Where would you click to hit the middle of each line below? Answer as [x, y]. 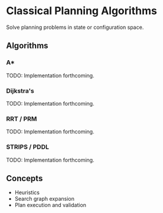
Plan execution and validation [50, 205]
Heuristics [27, 192]
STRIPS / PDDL [27, 147]
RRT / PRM [22, 119]
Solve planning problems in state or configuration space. [75, 27]
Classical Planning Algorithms [82, 11]
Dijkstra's [20, 91]
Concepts [25, 178]
